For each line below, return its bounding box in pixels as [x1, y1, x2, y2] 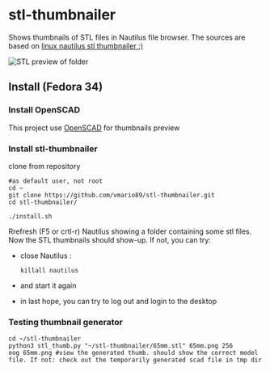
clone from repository [8, 161, 81, 171]
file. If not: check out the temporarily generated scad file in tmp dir [8, 356, 263, 365]
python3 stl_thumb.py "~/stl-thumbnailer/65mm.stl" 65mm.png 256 [8, 342, 233, 350]
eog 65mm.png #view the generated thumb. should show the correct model [8, 349, 259, 357]
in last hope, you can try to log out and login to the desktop [19, 296, 217, 306]
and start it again [19, 281, 77, 290]
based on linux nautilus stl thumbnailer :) [8, 40, 144, 50]
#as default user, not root [8, 176, 103, 185]
